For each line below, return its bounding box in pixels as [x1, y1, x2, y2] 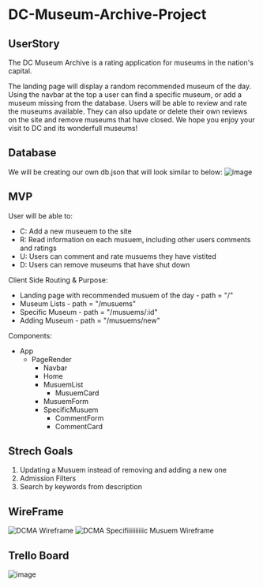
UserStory [8, 37, 60, 50]
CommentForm [54, 413, 104, 423]
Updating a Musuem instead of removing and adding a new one [19, 465, 227, 475]
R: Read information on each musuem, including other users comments [19, 234, 251, 244]
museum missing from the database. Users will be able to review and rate [8, 99, 247, 107]
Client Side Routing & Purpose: [8, 275, 108, 285]
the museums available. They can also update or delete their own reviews [8, 107, 247, 116]
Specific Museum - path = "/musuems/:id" [19, 307, 158, 316]
